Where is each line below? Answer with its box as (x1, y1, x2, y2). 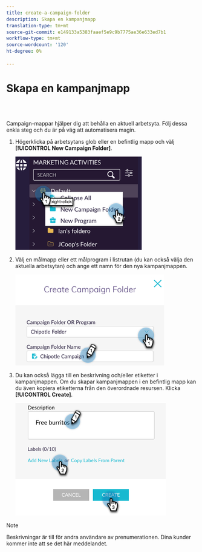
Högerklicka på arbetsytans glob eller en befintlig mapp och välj (15, 138, 175, 145)
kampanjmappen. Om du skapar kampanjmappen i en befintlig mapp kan (15, 378, 197, 385)
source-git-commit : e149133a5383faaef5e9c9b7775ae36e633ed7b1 (6, 29, 166, 35)
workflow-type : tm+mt (6, 35, 61, 42)
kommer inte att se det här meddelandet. (6, 540, 108, 547)
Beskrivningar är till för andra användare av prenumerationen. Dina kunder (6, 533, 192, 540)
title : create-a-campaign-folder (6, 10, 91, 16)
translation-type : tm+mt (6, 22, 69, 29)
